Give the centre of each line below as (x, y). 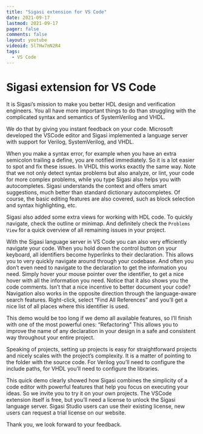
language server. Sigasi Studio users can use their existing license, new (96, 406)
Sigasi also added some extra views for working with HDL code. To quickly (99, 217)
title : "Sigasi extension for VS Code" (57, 12)
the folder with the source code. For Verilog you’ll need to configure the (95, 362)
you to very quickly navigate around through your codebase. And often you (100, 261)
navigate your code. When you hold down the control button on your (92, 248)
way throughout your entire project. (51, 337)
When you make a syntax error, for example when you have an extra (92, 153)
